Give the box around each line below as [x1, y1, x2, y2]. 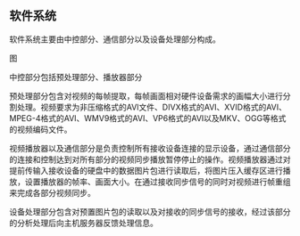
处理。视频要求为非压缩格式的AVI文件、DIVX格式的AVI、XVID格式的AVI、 [16, 102, 287, 112]
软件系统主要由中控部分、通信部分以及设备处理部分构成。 [9, 34, 221, 45]
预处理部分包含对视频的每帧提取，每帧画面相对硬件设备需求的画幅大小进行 [9, 90, 283, 101]
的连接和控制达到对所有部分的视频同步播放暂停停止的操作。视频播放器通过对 [9, 154, 291, 165]
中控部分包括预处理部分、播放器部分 [9, 71, 143, 82]
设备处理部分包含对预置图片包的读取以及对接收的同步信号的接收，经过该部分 [9, 206, 291, 216]
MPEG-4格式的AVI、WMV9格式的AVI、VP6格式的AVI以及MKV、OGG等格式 [9, 112, 287, 123]
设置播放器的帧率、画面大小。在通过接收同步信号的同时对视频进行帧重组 [24, 176, 291, 187]
